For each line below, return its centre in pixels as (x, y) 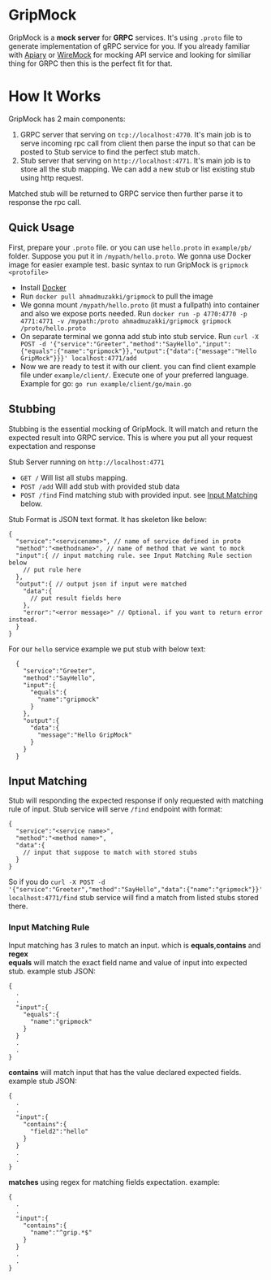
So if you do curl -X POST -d (57, 882)
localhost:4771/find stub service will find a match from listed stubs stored (133, 898)
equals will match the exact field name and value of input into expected (128, 962)
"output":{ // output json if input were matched (101, 584)
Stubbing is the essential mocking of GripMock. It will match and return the (133, 429)
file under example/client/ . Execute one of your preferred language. (134, 375)
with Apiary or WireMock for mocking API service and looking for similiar (130, 54)
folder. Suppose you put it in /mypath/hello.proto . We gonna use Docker (130, 256)
